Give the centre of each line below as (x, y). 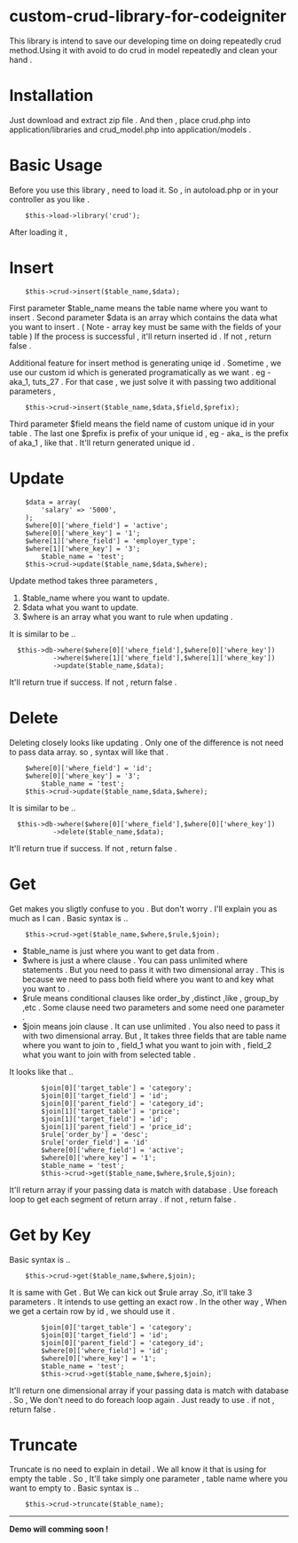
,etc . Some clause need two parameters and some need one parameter (153, 1007)
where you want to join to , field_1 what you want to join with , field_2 (147, 1045)
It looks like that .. (41, 1071)
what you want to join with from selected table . (109, 1054)
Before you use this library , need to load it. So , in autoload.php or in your (144, 190)
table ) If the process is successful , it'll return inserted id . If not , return (141, 336)
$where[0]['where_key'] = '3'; (83, 776)
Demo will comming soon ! (59, 1529)
